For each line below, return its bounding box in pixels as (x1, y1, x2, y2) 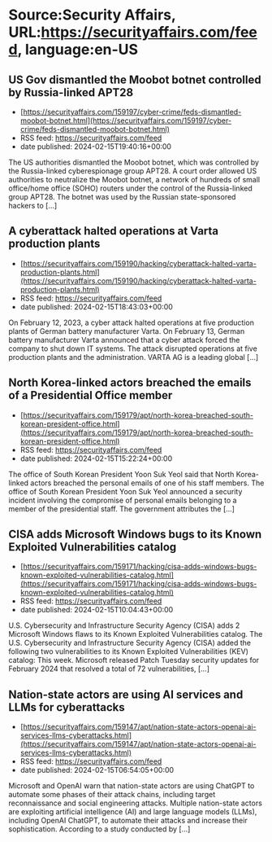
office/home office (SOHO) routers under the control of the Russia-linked (8, 183, 253, 193)
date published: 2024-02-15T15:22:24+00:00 (19, 454, 173, 463)
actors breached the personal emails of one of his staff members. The (30, 478, 265, 488)
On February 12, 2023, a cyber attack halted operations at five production (8, 318, 254, 327)
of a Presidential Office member (8, 388, 173, 402)
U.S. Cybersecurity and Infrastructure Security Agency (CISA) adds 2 (8, 621, 240, 630)
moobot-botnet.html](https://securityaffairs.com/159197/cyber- (19, 116, 232, 125)
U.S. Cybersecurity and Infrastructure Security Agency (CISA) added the (8, 638, 252, 648)
